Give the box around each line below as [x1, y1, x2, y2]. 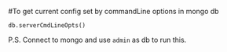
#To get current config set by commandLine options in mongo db [8, 7, 219, 16]
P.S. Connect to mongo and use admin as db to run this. [8, 35, 187, 44]
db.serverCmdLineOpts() [8, 22, 86, 29]
